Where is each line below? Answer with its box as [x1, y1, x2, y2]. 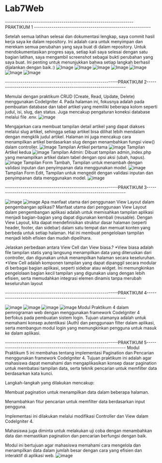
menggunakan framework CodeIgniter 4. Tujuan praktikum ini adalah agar [5, 355, 152, 361]
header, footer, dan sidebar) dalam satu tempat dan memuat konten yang [5, 224, 151, 230]
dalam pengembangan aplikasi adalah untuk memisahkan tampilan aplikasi [5, 209, 154, 215]
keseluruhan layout [5, 280, 43, 286]
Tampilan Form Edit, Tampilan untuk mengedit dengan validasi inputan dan [5, 170, 153, 176]
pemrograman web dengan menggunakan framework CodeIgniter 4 [5, 309, 140, 315]
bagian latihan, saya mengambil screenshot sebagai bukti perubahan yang [5, 54, 153, 60]
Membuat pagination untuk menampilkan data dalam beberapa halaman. [5, 389, 149, 395]
